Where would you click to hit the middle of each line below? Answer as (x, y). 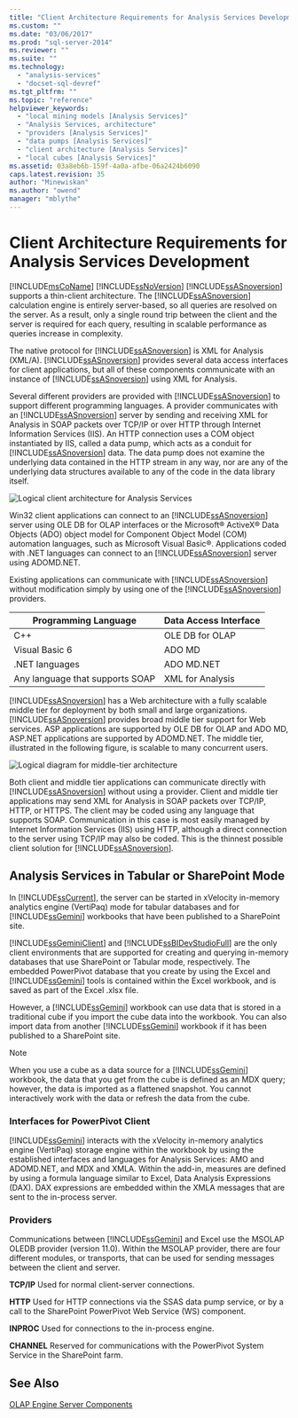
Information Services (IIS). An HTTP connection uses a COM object (132, 433)
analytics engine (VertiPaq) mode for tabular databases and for (124, 907)
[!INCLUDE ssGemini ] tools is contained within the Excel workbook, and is (143, 981)
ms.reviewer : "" (39, 51)
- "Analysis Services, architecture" (87, 125)
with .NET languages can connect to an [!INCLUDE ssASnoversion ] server (143, 553)
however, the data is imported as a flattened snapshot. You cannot (130, 1089)
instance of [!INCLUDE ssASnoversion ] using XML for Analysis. (123, 379)
